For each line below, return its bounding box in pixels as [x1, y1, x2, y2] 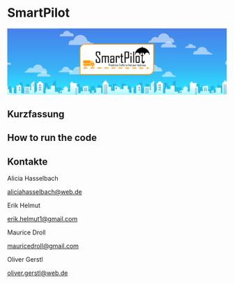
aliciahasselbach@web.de [7, 188, 82, 196]
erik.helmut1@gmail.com [7, 215, 78, 223]
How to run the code [7, 132, 97, 144]
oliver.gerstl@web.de [7, 269, 68, 277]
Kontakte [7, 156, 48, 167]
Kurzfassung [7, 108, 65, 120]
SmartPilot [7, 5, 70, 21]
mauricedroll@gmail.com [7, 242, 79, 251]
